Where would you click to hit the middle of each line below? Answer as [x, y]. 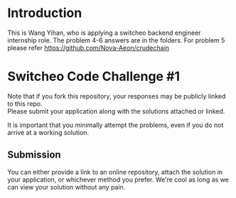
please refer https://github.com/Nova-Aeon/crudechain [88, 48]
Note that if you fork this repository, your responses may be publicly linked [117, 96]
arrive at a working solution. [48, 132]
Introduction [45, 13]
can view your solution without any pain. [66, 187]
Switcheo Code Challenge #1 [93, 77]
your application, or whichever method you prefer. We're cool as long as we [118, 180]
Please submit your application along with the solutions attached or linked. [116, 111]
